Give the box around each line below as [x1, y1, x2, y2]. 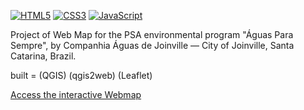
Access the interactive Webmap [10, 89, 142, 100]
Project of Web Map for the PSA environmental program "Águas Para [10, 29, 294, 40]
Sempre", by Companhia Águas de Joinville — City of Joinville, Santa [10, 40, 295, 51]
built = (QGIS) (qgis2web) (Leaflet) [10, 70, 153, 81]
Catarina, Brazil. [10, 50, 77, 62]
